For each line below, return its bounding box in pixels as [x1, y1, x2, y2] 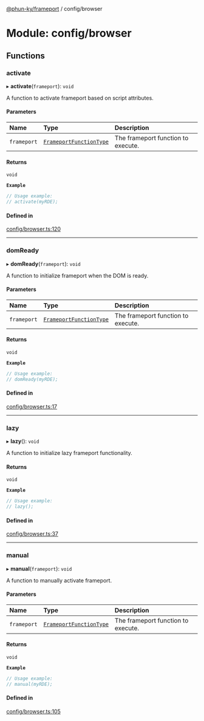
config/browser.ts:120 [6, 225, 61, 233]
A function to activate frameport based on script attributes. [6, 94, 154, 101]
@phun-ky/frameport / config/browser [6, 5, 103, 12]
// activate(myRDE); [6, 199, 59, 205]
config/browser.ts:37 [6, 530, 59, 538]
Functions [6, 50, 46, 61]
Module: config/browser [6, 27, 132, 40]
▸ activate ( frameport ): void [6, 82, 74, 90]
